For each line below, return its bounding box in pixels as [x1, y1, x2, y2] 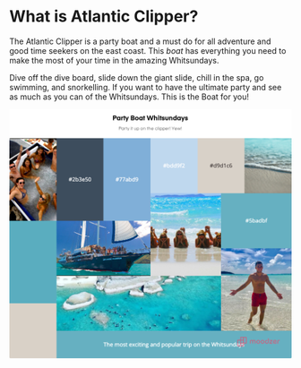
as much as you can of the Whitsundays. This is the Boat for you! [9, 91, 249, 102]
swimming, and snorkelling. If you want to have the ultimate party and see [9, 81, 282, 92]
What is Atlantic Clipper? [9, 6, 199, 27]
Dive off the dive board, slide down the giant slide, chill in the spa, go [9, 72, 264, 82]
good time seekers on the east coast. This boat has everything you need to [9, 45, 287, 56]
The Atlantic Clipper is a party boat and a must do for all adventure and [9, 36, 271, 47]
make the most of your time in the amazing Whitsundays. [9, 55, 219, 65]
